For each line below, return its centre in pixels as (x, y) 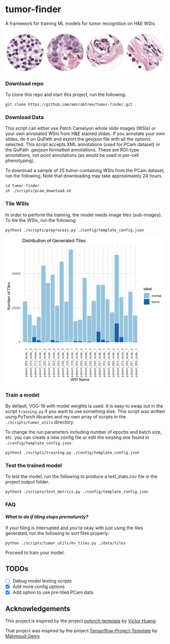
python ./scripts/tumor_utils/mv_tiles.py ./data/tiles (65, 543)
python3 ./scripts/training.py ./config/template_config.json (72, 453)
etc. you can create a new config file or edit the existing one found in (77, 437)
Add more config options (39, 587)
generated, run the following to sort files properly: (57, 533)
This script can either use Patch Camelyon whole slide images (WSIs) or (81, 128)
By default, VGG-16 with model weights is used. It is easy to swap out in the (84, 406)
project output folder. (27, 482)
